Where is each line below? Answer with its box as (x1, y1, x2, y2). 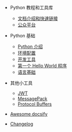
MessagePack (17, 96, 48, 101)
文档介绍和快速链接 (17, 15, 58, 21)
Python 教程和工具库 (10, 5, 53, 10)
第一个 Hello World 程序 (17, 63, 67, 69)
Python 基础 (10, 33, 35, 38)
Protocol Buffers (17, 101, 52, 107)
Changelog (10, 121, 33, 127)
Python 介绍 (17, 43, 43, 50)
